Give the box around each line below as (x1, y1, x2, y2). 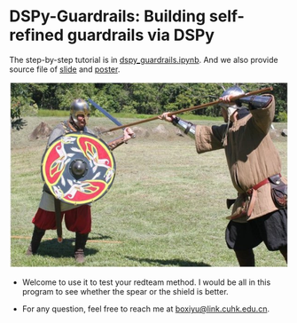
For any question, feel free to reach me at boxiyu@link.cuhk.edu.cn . (21, 303, 270, 314)
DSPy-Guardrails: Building (9, 6, 207, 27)
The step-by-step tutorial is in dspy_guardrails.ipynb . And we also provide (9, 54, 278, 65)
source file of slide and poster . (9, 64, 121, 75)
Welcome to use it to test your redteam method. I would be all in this (21, 277, 271, 288)
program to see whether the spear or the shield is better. (21, 287, 229, 297)
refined (9, 25, 65, 45)
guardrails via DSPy (66, 25, 215, 45)
